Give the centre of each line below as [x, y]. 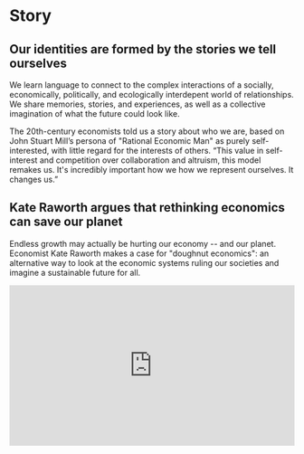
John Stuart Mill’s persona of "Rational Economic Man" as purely [130, 141]
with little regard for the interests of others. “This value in [157, 151]
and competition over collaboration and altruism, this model [150, 160]
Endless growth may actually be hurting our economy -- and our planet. [143, 243]
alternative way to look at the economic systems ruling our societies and [144, 262]
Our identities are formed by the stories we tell [143, 49]
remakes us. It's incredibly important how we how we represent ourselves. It [152, 170]
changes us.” [34, 179]
